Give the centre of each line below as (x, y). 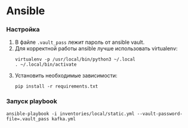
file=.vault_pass (28, 119)
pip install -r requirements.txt (56, 87)
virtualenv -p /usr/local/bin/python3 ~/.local (75, 60)
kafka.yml (64, 119)
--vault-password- (160, 114)
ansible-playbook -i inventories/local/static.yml (70, 114)
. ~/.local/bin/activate (46, 65)
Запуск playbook (32, 101)
